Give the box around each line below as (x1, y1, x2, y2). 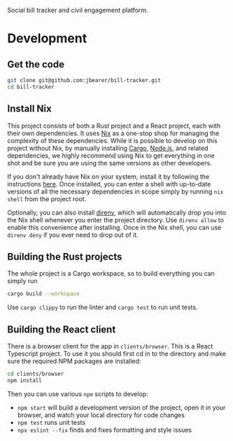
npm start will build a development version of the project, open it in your (17, 403, 226, 412)
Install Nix (7, 103, 52, 115)
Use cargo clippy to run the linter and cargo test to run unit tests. (7, 303, 198, 311)
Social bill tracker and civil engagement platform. (7, 6, 148, 14)
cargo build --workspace (7, 290, 80, 297)
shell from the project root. (7, 194, 87, 203)
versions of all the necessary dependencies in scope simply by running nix (7, 187, 224, 196)
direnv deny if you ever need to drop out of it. (7, 231, 139, 239)
